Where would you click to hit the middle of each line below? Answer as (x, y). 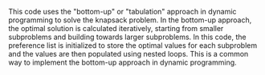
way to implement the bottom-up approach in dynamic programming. (122, 62)
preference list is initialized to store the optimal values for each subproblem (133, 45)
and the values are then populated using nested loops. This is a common (128, 54)
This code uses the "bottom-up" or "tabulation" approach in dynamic (122, 12)
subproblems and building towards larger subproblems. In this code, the (127, 37)
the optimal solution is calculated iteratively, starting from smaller (116, 28)
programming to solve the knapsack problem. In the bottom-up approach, (130, 20)
